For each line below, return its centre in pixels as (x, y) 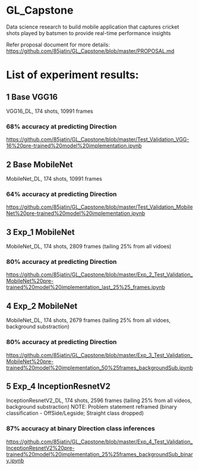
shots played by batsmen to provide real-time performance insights (89, 33)
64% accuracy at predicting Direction (61, 194)
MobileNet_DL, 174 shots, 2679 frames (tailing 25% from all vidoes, (89, 320)
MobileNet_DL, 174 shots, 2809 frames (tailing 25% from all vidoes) (89, 247)
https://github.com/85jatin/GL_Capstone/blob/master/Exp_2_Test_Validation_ (99, 275)
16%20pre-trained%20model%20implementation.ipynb (74, 146)
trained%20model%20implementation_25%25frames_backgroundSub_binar (99, 454)
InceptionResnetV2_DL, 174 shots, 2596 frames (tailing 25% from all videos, (99, 400)
